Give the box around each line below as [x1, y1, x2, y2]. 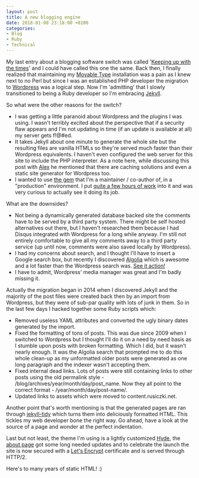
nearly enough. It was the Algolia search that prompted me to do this [14, 348, 182, 356]
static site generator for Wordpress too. [14, 169, 111, 177]
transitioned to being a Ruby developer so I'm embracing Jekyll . [6, 90, 162, 97]
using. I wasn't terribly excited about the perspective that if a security [14, 119, 185, 126]
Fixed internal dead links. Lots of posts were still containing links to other [14, 367, 192, 375]
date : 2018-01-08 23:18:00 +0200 [6, 20, 89, 26]
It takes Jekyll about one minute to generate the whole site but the [14, 138, 176, 145]
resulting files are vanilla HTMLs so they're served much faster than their [14, 144, 193, 152]
